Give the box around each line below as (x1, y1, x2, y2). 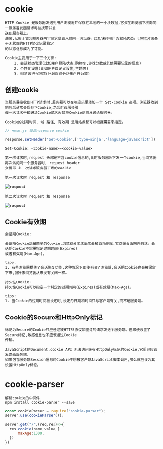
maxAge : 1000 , (18, 431, 45, 436)
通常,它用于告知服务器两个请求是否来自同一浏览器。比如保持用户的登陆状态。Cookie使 (5, 36, 155, 41)
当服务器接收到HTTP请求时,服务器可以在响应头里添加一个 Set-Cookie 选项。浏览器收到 (5, 100, 158, 105)
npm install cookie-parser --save (5, 400, 75, 405)
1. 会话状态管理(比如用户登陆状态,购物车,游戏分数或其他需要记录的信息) (14, 61, 142, 66)
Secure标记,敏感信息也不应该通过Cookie (5, 333, 77, 337)
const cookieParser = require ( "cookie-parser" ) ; (5, 409, 106, 413)
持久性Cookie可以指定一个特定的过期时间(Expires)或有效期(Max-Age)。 (5, 285, 134, 290)
